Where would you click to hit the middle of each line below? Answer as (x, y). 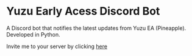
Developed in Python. (33, 34)
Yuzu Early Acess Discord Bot (83, 11)
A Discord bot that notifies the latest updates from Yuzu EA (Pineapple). (96, 28)
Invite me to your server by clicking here (57, 46)
